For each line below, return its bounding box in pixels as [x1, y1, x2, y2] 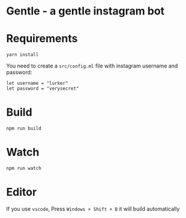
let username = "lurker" [6, 80, 68, 87]
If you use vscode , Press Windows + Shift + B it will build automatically [6, 205, 180, 212]
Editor [6, 185, 37, 199]
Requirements [6, 32, 78, 46]
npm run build [6, 125, 42, 132]
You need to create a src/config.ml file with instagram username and [6, 62, 178, 70]
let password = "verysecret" [6, 86, 79, 92]
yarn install [6, 52, 39, 58]
